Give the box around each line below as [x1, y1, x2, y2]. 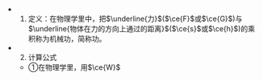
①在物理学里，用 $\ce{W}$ [27, 63, 121, 72]
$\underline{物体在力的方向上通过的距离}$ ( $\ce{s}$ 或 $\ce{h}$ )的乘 [27, 24, 256, 33]
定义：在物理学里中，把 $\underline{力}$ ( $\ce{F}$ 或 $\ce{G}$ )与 [27, 14, 243, 23]
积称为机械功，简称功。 [27, 34, 106, 43]
